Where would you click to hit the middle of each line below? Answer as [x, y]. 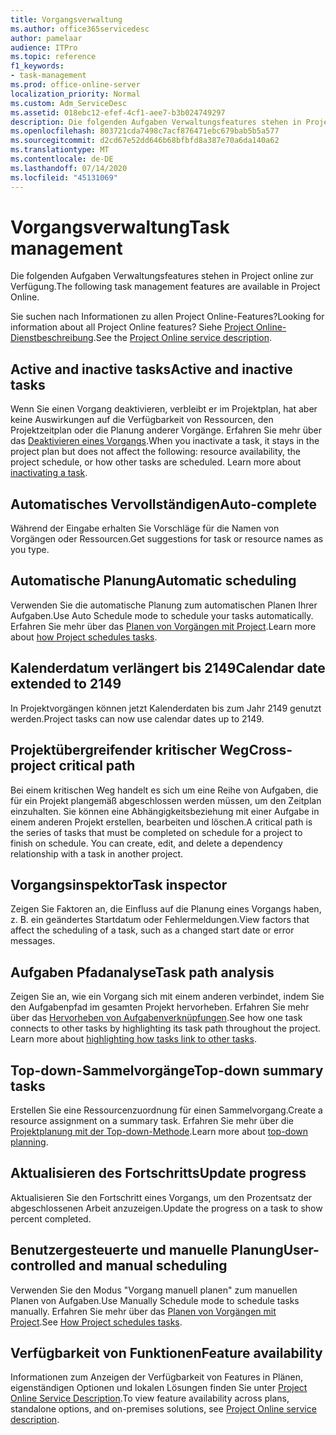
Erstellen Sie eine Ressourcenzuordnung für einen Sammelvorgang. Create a [166, 1110]
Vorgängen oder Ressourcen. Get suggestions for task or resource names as [167, 539]
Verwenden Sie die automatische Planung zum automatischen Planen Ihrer [164, 605]
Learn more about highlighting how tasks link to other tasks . [133, 1039]
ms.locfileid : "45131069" [64, 177]
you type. [30, 550]
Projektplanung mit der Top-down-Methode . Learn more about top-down [159, 1131]
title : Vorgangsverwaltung [66, 19]
